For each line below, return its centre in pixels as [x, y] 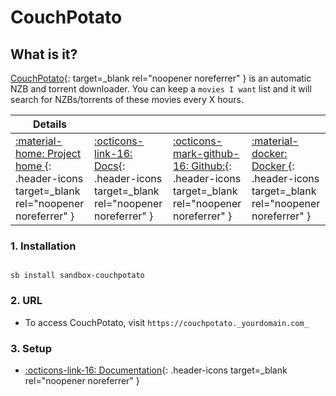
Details [50, 124]
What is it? [44, 54]
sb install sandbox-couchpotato [77, 276]
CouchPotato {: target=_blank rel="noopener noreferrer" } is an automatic [161, 78]
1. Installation [43, 246]
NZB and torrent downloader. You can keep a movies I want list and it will [161, 89]
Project [64, 153]
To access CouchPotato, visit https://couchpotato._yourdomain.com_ [166, 322]
